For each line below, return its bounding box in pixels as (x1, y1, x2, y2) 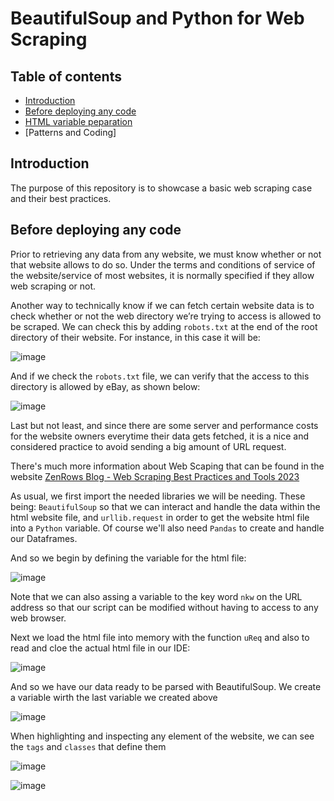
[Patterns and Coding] (24, 127, 117, 138)
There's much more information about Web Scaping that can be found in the (10, 460, 325, 472)
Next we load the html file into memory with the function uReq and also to (10, 631, 310, 643)
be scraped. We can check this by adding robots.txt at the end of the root (10, 320, 318, 332)
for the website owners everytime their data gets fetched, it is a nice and (10, 430, 310, 442)
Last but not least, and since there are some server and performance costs (10, 419, 319, 431)
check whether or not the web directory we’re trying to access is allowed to (10, 310, 322, 322)
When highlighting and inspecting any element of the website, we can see (10, 730, 315, 742)
